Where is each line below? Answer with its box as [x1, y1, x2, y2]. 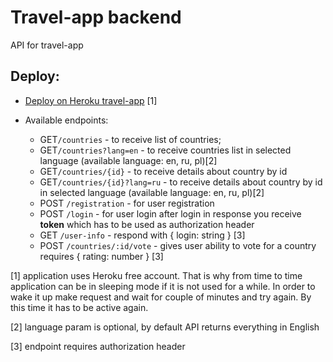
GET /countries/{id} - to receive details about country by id [39, 165, 288, 177]
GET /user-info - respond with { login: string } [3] [39, 229, 246, 241]
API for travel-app [10, 39, 84, 51]
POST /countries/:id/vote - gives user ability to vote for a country [39, 239, 317, 251]
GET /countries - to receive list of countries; [39, 133, 222, 145]
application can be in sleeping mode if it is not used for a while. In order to [10, 280, 316, 292]
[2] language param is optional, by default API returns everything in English [10, 321, 320, 333]
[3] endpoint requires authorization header [10, 340, 186, 352]
